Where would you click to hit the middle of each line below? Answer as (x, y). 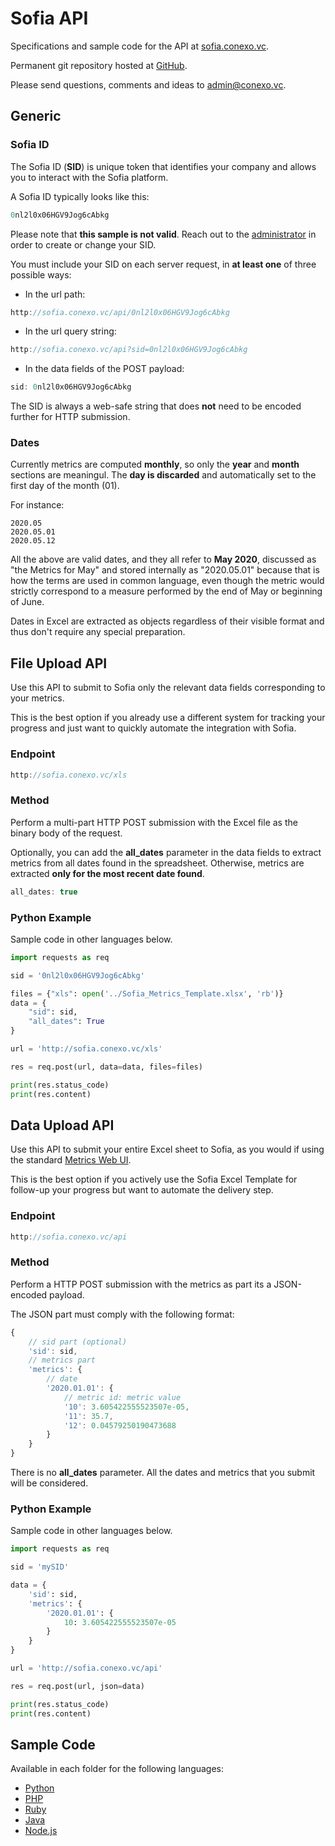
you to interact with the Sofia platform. (89, 177)
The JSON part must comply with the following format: (122, 1314)
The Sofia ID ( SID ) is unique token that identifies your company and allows (163, 166)
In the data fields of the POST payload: (104, 369)
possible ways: (41, 274)
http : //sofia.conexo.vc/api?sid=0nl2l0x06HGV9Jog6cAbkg (129, 350)
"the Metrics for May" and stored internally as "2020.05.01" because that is (165, 570)
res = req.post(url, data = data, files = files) (106, 1067)
